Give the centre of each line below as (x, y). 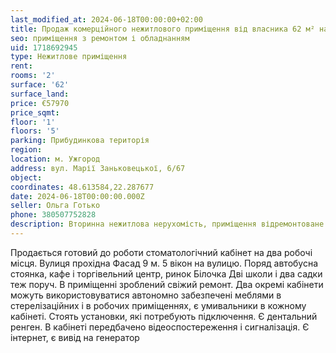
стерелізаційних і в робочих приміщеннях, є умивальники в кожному (158, 305)
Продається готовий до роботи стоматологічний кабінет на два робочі (161, 252)
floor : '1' (33, 122)
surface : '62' (40, 85)
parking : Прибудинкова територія (80, 141)
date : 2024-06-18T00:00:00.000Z (77, 196)
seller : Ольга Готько (55, 206)
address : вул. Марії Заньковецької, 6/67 (98, 168)
